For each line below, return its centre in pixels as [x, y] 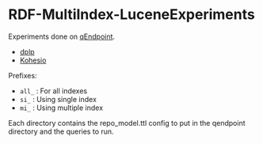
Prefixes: [23, 75]
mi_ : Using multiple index [61, 108]
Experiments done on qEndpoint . [62, 36]
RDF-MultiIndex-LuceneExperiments [131, 15]
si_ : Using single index [58, 99]
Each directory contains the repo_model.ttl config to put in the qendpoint [127, 123]
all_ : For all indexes [53, 91]
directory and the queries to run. [61, 131]
